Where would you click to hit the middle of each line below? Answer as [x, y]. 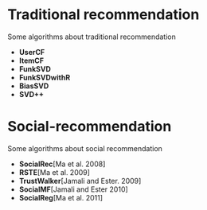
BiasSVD [34, 86]
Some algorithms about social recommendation [85, 148]
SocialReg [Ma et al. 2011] [61, 197]
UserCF [32, 52]
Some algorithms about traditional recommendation [92, 37]
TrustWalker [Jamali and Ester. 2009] [80, 181]
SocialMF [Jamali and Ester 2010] [73, 189]
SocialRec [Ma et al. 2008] [62, 164]
